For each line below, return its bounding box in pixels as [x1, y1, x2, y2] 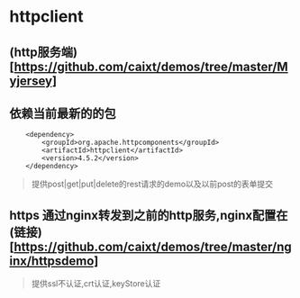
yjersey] [9, 73, 57, 88]
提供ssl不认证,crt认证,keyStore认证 [31, 278, 161, 289]
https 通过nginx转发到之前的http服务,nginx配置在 [9, 207, 288, 222]
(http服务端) [9, 44, 78, 59]
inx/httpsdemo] [9, 253, 99, 268]
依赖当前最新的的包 [9, 105, 116, 121]
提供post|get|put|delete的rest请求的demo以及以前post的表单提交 [31, 178, 273, 190]
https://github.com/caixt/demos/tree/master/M [14, 59, 288, 74]
